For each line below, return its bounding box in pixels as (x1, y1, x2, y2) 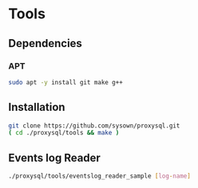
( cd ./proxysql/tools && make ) (8, 129, 120, 137)
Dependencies (8, 37, 82, 50)
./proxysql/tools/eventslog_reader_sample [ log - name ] (8, 172, 192, 180)
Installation (8, 100, 65, 114)
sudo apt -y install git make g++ (8, 78, 124, 86)
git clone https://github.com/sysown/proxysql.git (8, 121, 180, 130)
